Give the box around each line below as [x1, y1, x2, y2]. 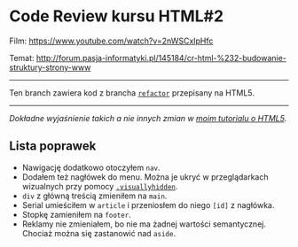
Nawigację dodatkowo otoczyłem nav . [21, 162, 161, 173]
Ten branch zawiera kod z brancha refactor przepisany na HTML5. [9, 87, 255, 98]
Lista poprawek [9, 139, 97, 154]
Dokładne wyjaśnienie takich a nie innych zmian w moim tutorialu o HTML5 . [9, 112, 287, 123]
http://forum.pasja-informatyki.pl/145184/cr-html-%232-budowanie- [35, 52, 286, 63]
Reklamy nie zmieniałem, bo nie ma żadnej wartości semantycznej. [21, 219, 266, 229]
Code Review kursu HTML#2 [9, 6, 224, 27]
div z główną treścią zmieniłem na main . [21, 190, 168, 201]
